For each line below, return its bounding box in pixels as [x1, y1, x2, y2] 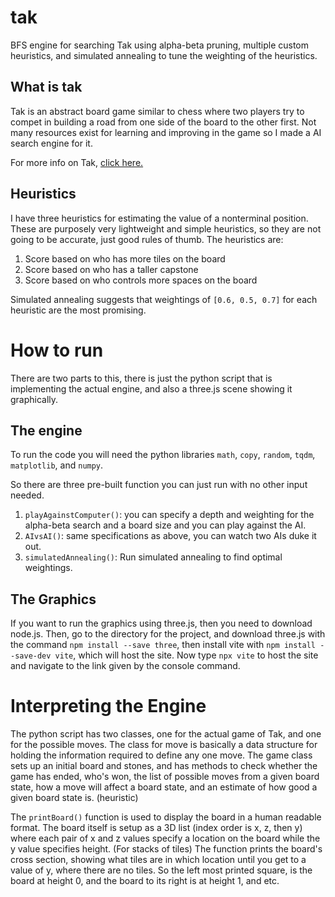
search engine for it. [10, 137, 93, 149]
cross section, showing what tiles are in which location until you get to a [10, 854, 307, 866]
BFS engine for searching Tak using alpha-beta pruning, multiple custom [10, 39, 310, 51]
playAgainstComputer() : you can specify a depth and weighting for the [24, 509, 315, 521]
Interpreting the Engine [10, 695, 207, 718]
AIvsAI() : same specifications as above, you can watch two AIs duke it [24, 530, 317, 542]
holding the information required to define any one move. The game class [10, 749, 313, 761]
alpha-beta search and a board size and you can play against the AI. [24, 519, 307, 531]
